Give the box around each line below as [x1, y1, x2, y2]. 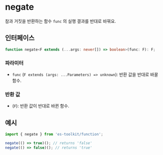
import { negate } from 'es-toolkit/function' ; [5, 132, 104, 137]
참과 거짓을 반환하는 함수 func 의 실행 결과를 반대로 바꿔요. [5, 18, 116, 24]
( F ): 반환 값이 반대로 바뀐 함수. [12, 103, 70, 109]
